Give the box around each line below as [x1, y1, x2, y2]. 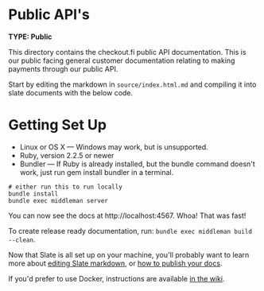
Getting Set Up [8, 116, 107, 134]
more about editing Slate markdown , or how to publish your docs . [8, 258, 223, 268]
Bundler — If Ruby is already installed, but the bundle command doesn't [19, 159, 256, 169]
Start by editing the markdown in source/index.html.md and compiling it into [8, 80, 257, 89]
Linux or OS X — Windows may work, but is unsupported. [19, 142, 208, 152]
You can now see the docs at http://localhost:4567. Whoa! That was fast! [8, 211, 247, 220]
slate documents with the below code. [8, 87, 134, 97]
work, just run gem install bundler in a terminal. [19, 167, 174, 177]
